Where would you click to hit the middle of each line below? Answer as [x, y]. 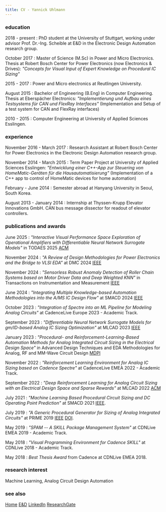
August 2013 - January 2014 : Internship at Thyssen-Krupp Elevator [74, 203]
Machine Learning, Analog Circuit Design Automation [59, 481]
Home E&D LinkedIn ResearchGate [40, 505]
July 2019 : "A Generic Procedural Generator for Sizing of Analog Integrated [83, 412]
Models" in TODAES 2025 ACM [37, 248]
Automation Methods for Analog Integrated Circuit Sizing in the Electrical [80, 342]
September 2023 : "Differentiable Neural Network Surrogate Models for [78, 322]
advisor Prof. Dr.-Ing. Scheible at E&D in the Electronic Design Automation [81, 43]
